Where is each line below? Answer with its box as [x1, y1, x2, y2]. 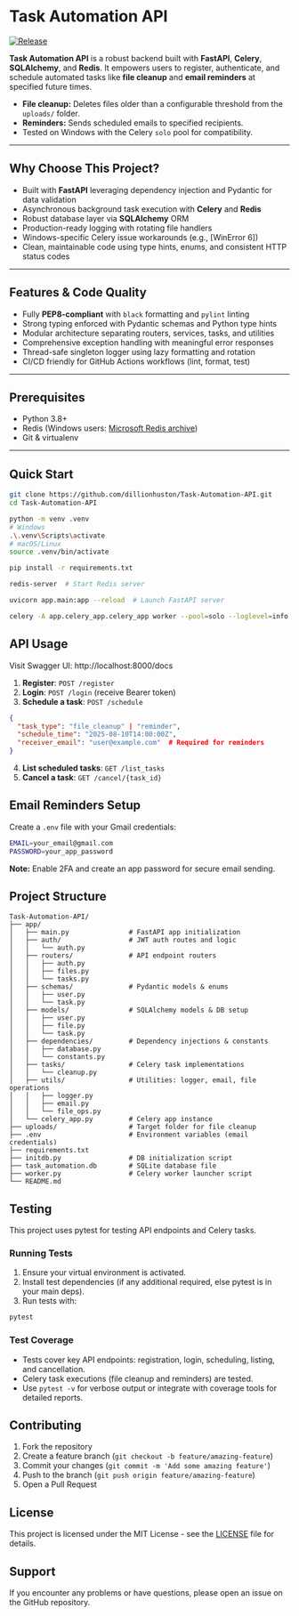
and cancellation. [21, 1363, 86, 1374]
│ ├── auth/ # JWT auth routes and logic [9, 936, 238, 945]
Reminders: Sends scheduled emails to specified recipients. [21, 117, 244, 128]
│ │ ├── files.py [9, 967, 90, 976]
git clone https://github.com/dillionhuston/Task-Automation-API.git [9, 490, 273, 499]
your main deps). [21, 1286, 85, 1297]
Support [9, 1563, 56, 1579]
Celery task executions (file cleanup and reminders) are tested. [21, 1373, 254, 1384]
